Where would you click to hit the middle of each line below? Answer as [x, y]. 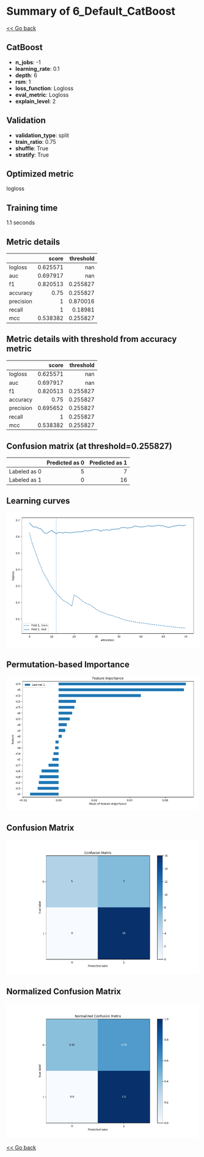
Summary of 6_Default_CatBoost [91, 11]
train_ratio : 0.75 [35, 141]
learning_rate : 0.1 [37, 69]
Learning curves [38, 501]
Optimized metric [40, 173]
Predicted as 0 [65, 463]
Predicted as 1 [108, 463]
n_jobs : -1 [28, 62]
